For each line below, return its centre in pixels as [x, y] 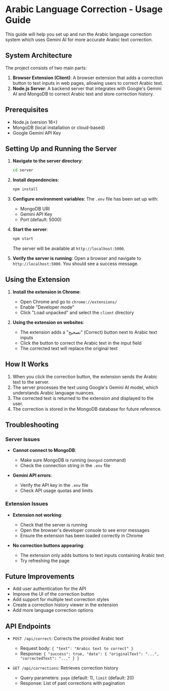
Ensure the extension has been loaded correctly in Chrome [81, 535]
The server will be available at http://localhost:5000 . [69, 248]
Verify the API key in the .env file [54, 485]
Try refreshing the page [45, 561]
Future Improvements [40, 577]
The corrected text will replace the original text [69, 348]
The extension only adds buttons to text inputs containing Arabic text [92, 555]
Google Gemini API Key [37, 133]
